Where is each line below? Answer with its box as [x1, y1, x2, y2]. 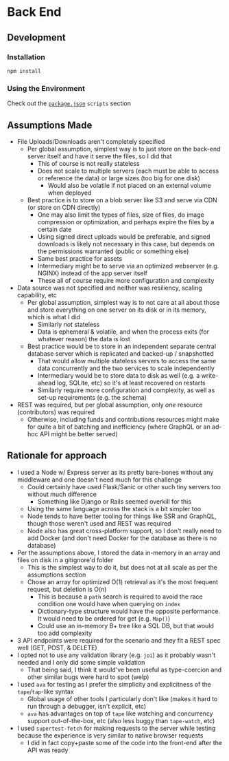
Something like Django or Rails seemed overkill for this [37, 497, 192, 506]
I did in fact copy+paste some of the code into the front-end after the [27, 738, 223, 747]
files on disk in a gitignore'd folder [16, 555, 114, 564]
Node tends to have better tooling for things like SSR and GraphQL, [27, 512, 217, 520]
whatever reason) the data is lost [37, 334, 130, 343]
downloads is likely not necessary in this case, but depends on [37, 239, 215, 248]
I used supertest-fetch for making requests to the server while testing [16, 724, 216, 732]
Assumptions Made [7, 119, 93, 131]
